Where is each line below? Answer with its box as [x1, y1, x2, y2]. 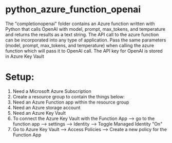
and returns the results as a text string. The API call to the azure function [5, 31, 159, 37]
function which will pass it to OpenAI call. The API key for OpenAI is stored [5, 48, 163, 54]
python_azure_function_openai [5, 4, 141, 15]
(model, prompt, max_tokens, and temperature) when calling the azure [5, 42, 154, 48]
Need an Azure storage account [12, 104, 81, 111]
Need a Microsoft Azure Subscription [12, 88, 91, 94]
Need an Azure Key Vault [12, 110, 66, 116]
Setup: [5, 71, 34, 83]
